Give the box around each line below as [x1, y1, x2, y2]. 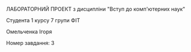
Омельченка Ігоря [6, 28, 52, 35]
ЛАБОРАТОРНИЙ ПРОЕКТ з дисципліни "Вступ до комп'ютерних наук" [6, 6, 186, 12]
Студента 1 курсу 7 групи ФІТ [6, 17, 80, 23]
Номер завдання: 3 [6, 40, 55, 46]
